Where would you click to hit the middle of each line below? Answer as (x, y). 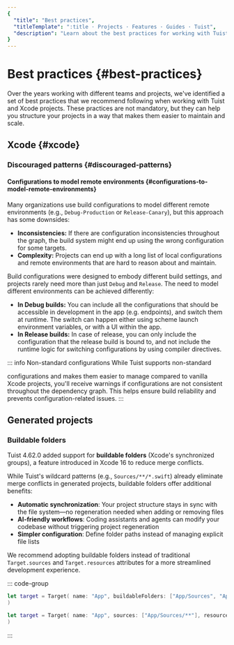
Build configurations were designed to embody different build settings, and (115, 276)
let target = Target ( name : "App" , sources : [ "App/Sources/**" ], (104, 616)
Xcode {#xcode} (44, 145)
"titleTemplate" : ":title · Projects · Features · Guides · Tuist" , (115, 27)
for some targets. (42, 248)
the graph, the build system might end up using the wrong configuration (120, 240)
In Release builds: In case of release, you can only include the (107, 334)
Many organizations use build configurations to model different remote (109, 205)
